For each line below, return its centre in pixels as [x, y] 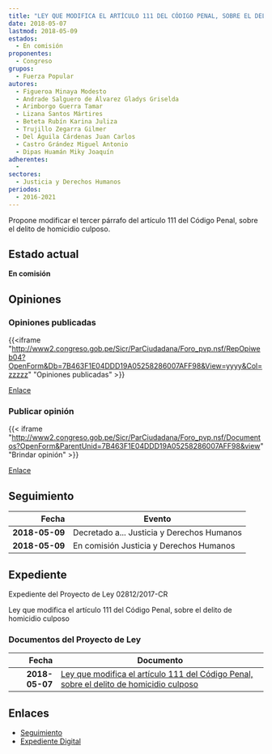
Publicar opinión [41, 411]
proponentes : [30, 54]
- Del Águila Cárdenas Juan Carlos [76, 136]
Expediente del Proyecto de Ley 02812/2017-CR [88, 594]
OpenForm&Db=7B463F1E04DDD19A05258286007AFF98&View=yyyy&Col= [136, 366]
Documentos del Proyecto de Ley [75, 640]
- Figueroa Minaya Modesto [61, 91]
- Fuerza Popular [45, 76]
